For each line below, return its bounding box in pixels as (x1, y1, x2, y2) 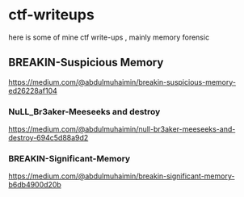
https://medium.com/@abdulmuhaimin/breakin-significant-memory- (8, 171, 235, 181)
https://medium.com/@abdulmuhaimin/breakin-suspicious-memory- (8, 77, 237, 86)
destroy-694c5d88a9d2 (8, 133, 89, 143)
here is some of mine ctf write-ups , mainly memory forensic (8, 32, 210, 42)
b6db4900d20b (8, 180, 62, 190)
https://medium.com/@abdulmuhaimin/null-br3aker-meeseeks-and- (8, 124, 236, 134)
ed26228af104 (8, 86, 58, 95)
